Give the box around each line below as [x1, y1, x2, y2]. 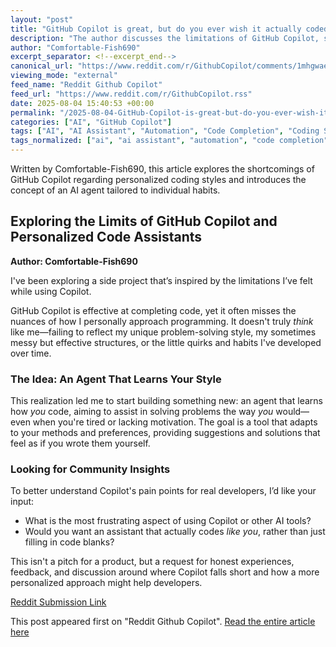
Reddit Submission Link [10, 596, 107, 608]
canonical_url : [10, 61, 74, 71]
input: [10, 496, 35, 508]
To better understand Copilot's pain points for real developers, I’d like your [10, 485, 317, 497]
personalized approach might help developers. [10, 577, 203, 589]
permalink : [10, 107, 56, 118]
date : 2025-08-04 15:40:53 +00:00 [10, 98, 155, 108]
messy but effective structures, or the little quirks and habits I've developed [10, 336, 322, 348]
